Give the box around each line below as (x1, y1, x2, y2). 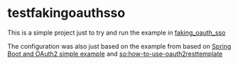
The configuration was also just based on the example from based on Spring (7, 42, 232, 50)
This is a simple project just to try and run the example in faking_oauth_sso (7, 28, 226, 37)
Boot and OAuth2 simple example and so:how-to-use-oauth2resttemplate (7, 49, 223, 58)
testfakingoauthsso (7, 5, 126, 21)
